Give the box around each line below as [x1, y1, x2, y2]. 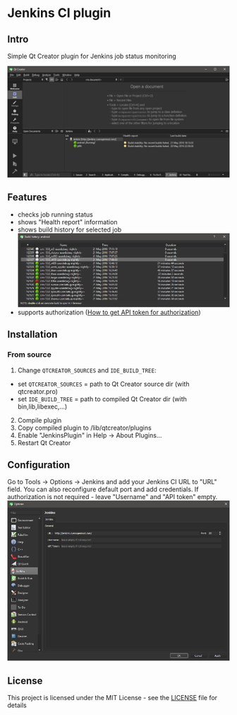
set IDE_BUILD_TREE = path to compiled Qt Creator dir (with [17, 394, 187, 403]
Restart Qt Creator [17, 438, 71, 447]
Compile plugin [17, 416, 62, 424]
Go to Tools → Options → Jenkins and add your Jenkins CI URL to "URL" [7, 478, 217, 486]
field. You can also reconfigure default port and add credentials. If [7, 485, 199, 493]
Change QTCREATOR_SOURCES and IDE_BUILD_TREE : [17, 366, 157, 374]
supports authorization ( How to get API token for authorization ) [17, 308, 201, 316]
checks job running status [17, 210, 93, 219]
